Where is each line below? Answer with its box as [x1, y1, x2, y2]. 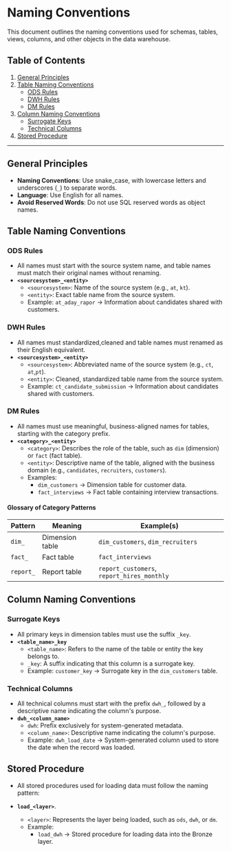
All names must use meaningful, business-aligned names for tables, [16, 422, 210, 430]
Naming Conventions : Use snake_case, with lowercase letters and [16, 176, 206, 184]
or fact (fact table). [27, 451, 82, 459]
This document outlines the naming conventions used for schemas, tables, [7, 28, 219, 36]
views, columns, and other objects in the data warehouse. [7, 34, 170, 43]
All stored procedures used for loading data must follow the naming [16, 781, 208, 789]
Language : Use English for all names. [16, 190, 124, 199]
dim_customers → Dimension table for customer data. [37, 480, 187, 489]
